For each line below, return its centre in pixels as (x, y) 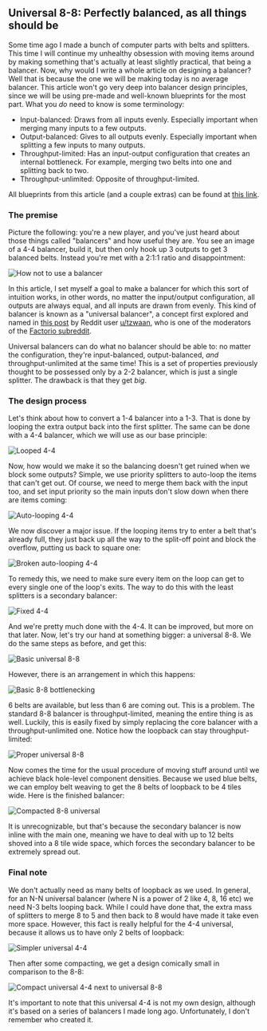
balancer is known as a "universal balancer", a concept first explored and (128, 314)
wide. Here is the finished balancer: (67, 796)
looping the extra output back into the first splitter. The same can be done (129, 427)
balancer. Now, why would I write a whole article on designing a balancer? (130, 70)
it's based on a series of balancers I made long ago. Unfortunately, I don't (129, 1011)
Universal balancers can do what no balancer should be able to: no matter (130, 347)
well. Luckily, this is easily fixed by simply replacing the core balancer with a (133, 722)
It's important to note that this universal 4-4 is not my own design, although (132, 1002)
